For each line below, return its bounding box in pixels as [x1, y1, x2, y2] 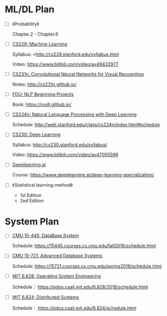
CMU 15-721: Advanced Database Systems [12, 253, 103, 259]
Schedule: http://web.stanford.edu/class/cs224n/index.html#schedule [12, 122, 160, 128]
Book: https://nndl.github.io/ [12, 101, 72, 108]
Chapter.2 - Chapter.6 [12, 31, 58, 37]
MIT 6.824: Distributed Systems [12, 294, 79, 300]
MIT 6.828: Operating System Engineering [12, 273, 101, 279]
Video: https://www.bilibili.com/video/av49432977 [12, 61, 118, 67]
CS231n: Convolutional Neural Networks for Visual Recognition [12, 71, 144, 77]
